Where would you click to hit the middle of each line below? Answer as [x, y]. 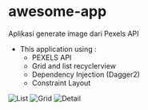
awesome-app [58, 12]
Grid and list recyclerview [74, 65]
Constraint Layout [61, 83]
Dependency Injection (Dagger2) [86, 74]
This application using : [58, 49]
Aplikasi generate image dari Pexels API [74, 33]
